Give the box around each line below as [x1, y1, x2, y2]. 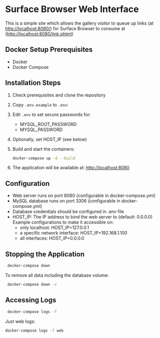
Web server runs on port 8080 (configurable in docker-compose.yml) [12, 192, 156, 199]
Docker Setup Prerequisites [5, 45, 93, 54]
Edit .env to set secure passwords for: [12, 111, 91, 118]
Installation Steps [5, 79, 61, 87]
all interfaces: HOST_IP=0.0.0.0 [19, 235, 84, 242]
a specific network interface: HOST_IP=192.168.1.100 [19, 230, 127, 236]
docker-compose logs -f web [5, 328, 64, 333]
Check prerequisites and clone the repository [12, 92, 106, 98]
